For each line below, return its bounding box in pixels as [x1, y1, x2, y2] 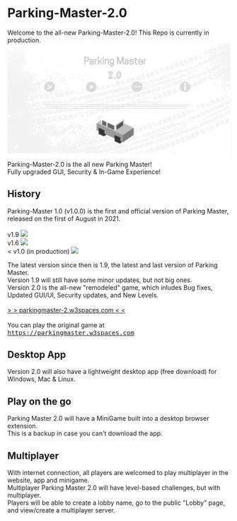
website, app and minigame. [7, 476, 90, 485]
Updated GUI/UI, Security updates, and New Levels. [7, 291, 159, 299]
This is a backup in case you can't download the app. [7, 429, 163, 438]
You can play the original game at [7, 320, 105, 329]
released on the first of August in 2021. [7, 214, 121, 223]
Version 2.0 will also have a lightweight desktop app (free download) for [7, 368, 217, 376]
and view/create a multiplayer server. [7, 506, 115, 515]
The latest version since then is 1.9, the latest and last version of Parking [7, 260, 218, 269]
